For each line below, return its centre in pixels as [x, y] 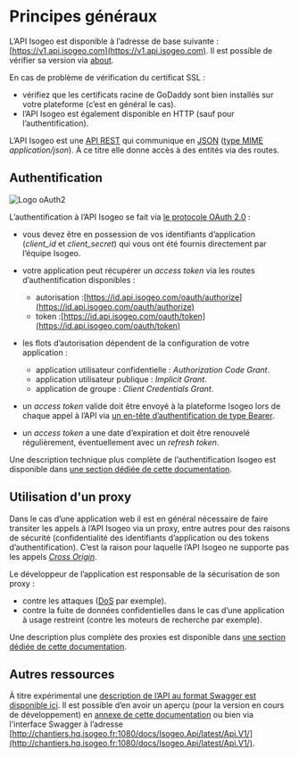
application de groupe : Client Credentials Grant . [125, 388]
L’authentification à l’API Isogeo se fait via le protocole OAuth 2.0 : [130, 217]
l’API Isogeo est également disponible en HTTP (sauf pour [128, 113]
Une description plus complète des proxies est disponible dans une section [148, 636]
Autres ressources [62, 674]
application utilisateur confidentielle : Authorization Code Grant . [153, 370]
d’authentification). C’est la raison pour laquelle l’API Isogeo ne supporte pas [149, 547]
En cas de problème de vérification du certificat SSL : [107, 77]
